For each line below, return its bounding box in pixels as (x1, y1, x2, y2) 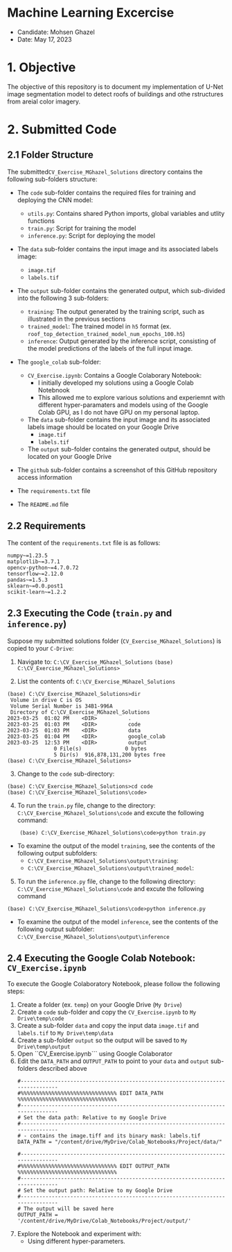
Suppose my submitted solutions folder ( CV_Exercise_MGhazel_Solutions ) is (7, 637, 222, 645)
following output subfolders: (17, 849, 98, 857)
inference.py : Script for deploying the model (27, 231, 156, 240)
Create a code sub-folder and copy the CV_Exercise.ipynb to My (17, 1008, 197, 1017)
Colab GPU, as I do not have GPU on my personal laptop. (37, 408, 200, 416)
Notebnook (37, 385, 71, 394)
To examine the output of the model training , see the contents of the (17, 842, 215, 850)
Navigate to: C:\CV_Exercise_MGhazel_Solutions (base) (17, 658, 174, 666)
